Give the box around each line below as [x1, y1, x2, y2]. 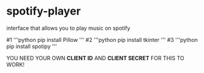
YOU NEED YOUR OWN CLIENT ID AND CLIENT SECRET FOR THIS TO [6, 54, 185, 61]
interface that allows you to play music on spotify [6, 24, 130, 32]
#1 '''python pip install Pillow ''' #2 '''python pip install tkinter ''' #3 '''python [6, 36, 198, 43]
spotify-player [6, 4, 81, 18]
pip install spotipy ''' [6, 43, 57, 50]
